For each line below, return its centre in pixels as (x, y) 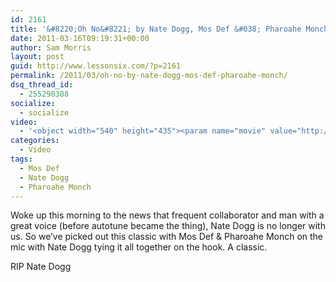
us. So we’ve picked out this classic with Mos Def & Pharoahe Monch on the (167, 237)
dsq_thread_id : (42, 85)
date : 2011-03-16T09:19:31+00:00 (80, 38)
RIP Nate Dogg (41, 267)
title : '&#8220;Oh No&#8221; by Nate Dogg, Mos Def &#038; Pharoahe (156, 29)
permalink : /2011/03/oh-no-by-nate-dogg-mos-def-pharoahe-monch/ (149, 76)
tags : (21, 159)
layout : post (37, 57)
